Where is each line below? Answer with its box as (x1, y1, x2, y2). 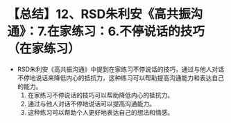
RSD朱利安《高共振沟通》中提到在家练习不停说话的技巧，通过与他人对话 (17, 65, 224, 73)
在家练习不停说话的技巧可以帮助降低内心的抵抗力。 (27, 91, 174, 99)
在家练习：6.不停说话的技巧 (47, 23, 205, 39)
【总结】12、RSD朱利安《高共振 (7, 6, 191, 22)
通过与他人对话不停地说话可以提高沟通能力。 (27, 100, 156, 108)
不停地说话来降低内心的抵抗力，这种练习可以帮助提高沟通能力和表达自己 (17, 73, 224, 82)
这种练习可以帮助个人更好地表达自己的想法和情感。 (27, 108, 174, 116)
